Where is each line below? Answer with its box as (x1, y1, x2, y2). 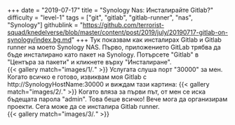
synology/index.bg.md (7, 36, 72, 44)
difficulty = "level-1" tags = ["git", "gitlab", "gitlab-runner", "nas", (7, 13, 193, 22)
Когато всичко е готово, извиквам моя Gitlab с (7, 73, 147, 81)
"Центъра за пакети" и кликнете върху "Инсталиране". (7, 58, 172, 66)
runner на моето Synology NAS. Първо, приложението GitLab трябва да (7, 43, 221, 51)
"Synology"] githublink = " (7, 21, 83, 29)
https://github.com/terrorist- (82, 21, 165, 29)
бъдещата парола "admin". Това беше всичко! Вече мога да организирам (7, 95, 228, 103)
